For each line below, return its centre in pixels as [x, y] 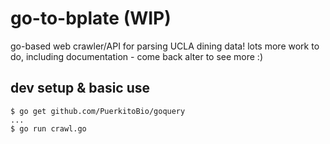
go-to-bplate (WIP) [91, 18]
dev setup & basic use [80, 88]
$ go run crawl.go [48, 128]
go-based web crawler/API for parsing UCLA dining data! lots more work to [165, 46]
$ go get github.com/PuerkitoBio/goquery [98, 111]
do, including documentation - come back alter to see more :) [137, 56]
